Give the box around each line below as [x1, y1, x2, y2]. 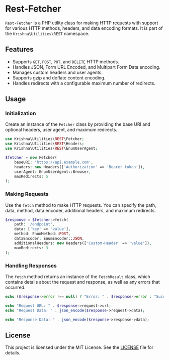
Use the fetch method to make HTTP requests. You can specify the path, [5, 202, 157, 208]
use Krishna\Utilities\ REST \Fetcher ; [5, 137, 84, 142]
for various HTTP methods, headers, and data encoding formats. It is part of [5, 25, 163, 31]
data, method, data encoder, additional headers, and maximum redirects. [5, 207, 156, 213]
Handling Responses [5, 262, 57, 269]
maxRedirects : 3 [14, 245, 49, 250]
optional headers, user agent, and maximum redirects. [5, 127, 117, 133]
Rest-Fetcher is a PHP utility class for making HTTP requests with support [5, 20, 158, 26]
